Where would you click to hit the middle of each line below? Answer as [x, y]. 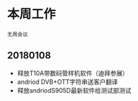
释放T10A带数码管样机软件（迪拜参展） [73, 73]
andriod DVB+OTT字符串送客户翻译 [68, 82]
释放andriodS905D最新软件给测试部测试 [74, 90]
